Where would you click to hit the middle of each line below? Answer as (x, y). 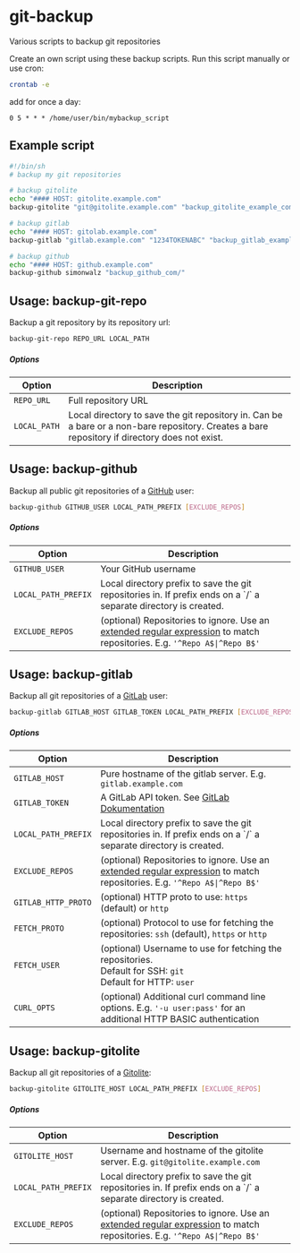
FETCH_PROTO (39, 928)
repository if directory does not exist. (146, 437)
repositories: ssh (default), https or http (184, 934)
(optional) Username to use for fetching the (192, 948)
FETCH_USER (37, 965)
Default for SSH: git (142, 971)
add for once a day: (46, 101)
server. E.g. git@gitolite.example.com (180, 1162)
